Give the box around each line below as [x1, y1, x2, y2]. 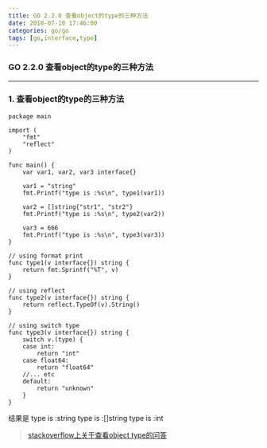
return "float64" [37, 364, 94, 371]
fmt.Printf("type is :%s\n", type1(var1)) [22, 189, 165, 197]
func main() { [8, 161, 56, 169]
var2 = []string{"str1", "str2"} [22, 202, 133, 211]
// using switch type [8, 321, 80, 329]
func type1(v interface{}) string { [8, 258, 130, 267]
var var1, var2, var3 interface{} [22, 168, 137, 176]
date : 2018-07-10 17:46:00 [8, 19, 98, 27]
